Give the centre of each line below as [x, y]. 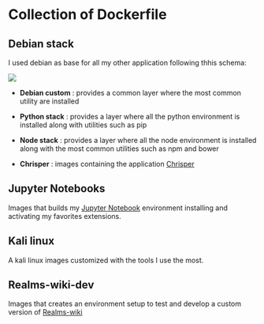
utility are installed [49, 101]
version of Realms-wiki [45, 312]
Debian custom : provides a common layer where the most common [130, 93]
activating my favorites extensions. [65, 216]
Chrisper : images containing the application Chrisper [107, 164]
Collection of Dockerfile [87, 15]
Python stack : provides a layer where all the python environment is [130, 117]
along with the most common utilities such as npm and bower [119, 149]
